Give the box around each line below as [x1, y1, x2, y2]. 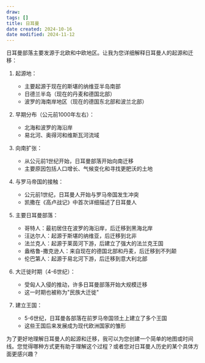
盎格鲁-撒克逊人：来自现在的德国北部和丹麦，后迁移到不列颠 [24, 248, 177, 255]
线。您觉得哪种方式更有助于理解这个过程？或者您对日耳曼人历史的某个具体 [6, 343, 193, 350]
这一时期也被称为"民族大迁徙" [24, 289, 99, 296]
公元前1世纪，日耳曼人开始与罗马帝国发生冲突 [24, 191, 139, 198]
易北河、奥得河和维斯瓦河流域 [24, 132, 99, 139]
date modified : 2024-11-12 [6, 32, 75, 38]
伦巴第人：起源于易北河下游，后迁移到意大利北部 [24, 255, 148, 262]
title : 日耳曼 [6, 20, 40, 26]
